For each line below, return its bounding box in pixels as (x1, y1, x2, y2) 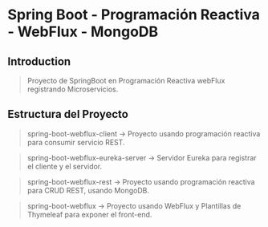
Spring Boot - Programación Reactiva (7, 6, 260, 24)
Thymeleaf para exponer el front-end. (26, 209, 152, 219)
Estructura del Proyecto (7, 107, 129, 121)
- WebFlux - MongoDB (7, 22, 159, 41)
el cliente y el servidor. (26, 161, 103, 171)
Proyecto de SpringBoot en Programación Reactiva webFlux (26, 76, 225, 85)
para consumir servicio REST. (26, 137, 125, 147)
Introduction (7, 55, 71, 68)
